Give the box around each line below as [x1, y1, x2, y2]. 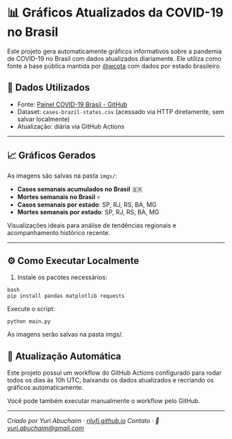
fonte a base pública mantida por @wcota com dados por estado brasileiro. [7, 62, 222, 70]
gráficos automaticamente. [7, 384, 84, 392]
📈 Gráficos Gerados [7, 149, 97, 162]
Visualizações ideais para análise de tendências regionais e [7, 221, 177, 230]
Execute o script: [7, 305, 55, 313]
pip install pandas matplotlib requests [7, 292, 126, 300]
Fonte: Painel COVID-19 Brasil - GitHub [17, 100, 128, 109]
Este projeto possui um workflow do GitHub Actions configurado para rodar [7, 368, 222, 377]
